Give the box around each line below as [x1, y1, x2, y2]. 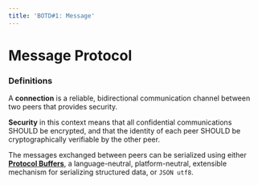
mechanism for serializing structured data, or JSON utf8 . [8, 167, 195, 177]
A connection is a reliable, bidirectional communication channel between [8, 93, 251, 103]
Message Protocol [8, 46, 133, 64]
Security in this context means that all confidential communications [8, 117, 232, 127]
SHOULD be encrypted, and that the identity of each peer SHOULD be [8, 126, 241, 136]
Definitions [8, 75, 53, 86]
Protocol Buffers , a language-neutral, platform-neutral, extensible [8, 158, 227, 169]
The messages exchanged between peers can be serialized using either [8, 150, 247, 160]
